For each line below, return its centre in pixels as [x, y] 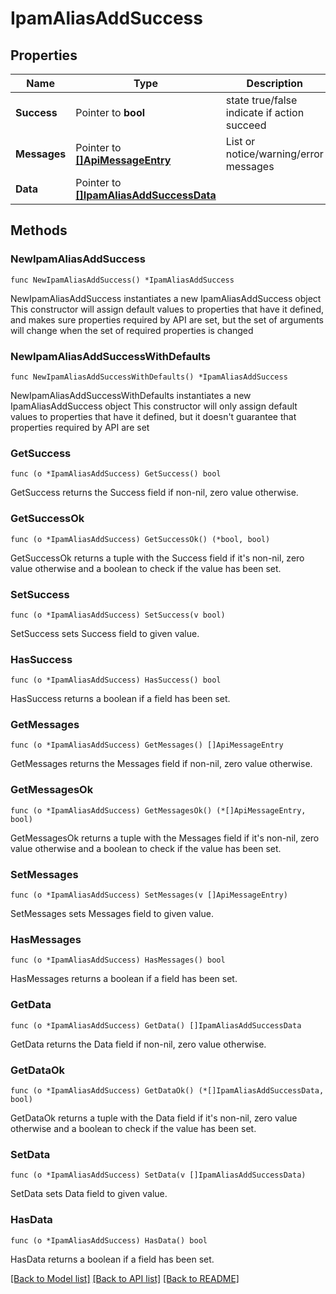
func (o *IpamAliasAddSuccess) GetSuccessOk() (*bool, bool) [140, 539]
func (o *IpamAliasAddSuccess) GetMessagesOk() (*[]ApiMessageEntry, [158, 810]
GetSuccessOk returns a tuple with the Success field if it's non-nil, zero [157, 558]
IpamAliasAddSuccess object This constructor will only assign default [154, 406]
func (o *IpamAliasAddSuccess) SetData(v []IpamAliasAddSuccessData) [158, 1175]
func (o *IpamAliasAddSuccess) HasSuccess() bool [116, 680]
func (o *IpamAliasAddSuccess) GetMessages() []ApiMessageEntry [147, 745]
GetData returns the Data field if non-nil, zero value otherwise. [138, 1044]
